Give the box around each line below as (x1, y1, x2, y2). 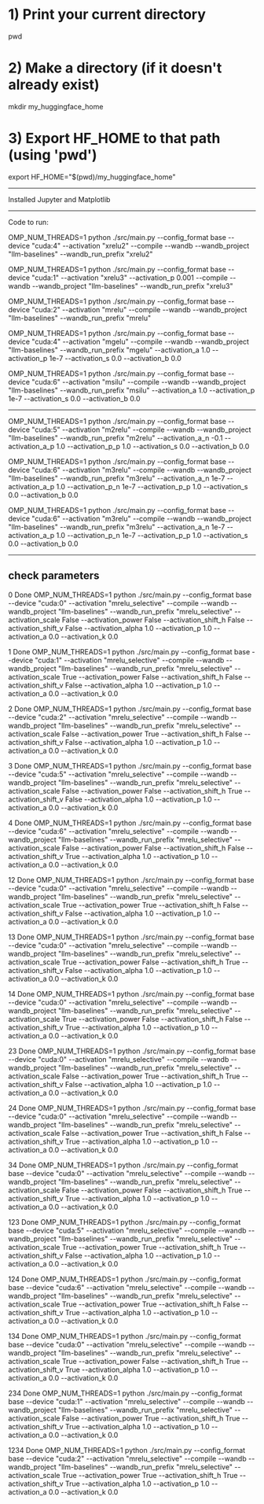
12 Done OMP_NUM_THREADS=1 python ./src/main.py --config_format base (8, 875, 255, 884)
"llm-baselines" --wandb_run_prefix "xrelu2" (8, 249, 153, 259)
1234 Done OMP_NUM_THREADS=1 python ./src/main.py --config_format (8, 1445, 246, 1454)
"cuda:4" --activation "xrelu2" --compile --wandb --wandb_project (31, 241, 250, 250)
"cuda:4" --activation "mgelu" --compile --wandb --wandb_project (31, 337, 250, 346)
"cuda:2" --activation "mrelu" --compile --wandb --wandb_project (31, 304, 247, 314)
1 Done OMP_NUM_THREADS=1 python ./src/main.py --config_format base (8, 647, 251, 656)
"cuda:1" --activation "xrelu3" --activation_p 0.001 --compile (31, 273, 228, 282)
